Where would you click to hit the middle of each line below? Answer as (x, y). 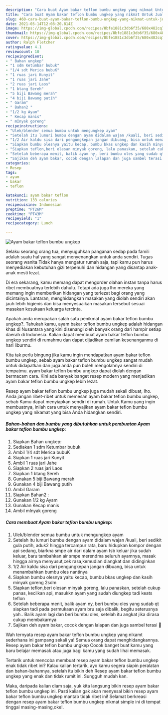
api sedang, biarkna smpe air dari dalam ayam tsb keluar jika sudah (82, 551)
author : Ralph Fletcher (30, 42)
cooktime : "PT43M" (25, 214)
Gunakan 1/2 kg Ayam (35, 500)
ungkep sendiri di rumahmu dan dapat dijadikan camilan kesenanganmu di (82, 340)
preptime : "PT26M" (25, 209)
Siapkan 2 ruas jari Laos (38, 468)
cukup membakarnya (35, 620)
